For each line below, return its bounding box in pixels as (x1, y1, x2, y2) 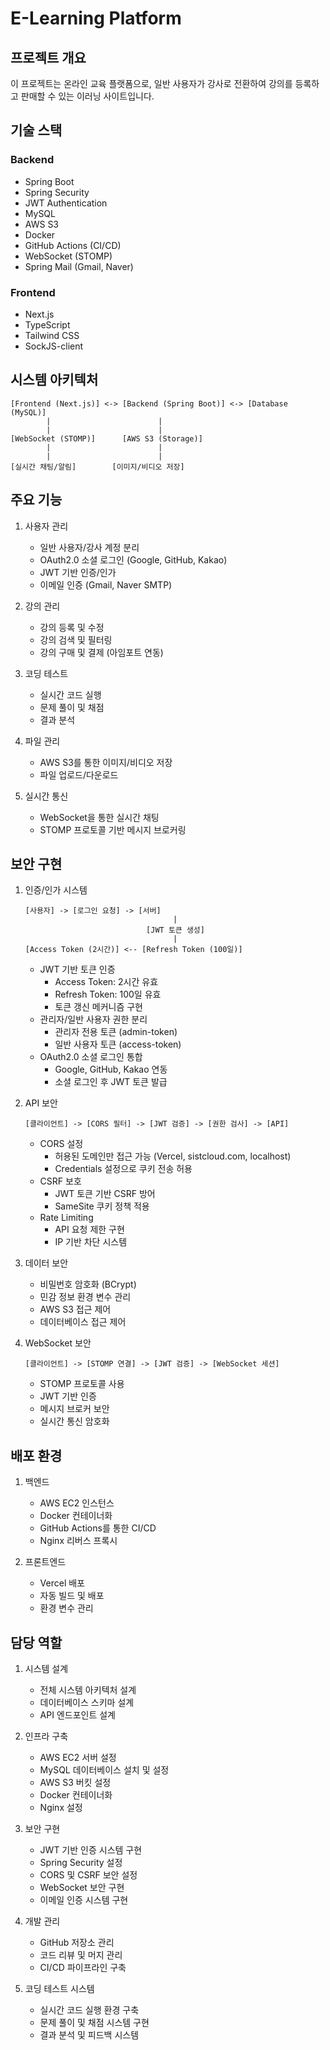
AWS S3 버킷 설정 (39, 1777, 112, 1789)
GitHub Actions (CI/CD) (24, 239, 122, 251)
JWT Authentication (24, 197, 108, 209)
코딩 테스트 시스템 (24, 1983, 95, 1995)
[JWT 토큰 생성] (146, 925, 205, 936)
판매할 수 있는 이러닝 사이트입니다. (20, 90, 155, 102)
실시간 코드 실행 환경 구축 (39, 2004, 140, 2016)
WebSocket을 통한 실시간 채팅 (39, 811, 160, 823)
